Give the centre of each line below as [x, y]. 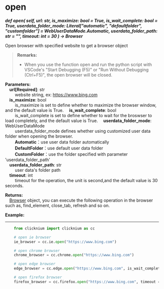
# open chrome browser [37, 250]
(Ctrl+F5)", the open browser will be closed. [68, 75]
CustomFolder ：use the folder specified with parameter [71, 154]
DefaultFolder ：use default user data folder [59, 148]
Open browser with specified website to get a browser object [67, 45]
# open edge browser [35, 264]
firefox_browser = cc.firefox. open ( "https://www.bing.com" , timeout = [87, 282]
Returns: [14, 195]
